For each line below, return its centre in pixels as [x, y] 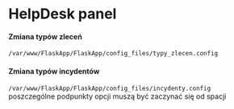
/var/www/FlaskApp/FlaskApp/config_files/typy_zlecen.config [113, 54]
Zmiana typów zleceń [45, 36]
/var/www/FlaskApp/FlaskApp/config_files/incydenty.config [110, 88]
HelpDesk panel [63, 14]
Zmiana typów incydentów [54, 71]
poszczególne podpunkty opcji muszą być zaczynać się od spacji [117, 96]
